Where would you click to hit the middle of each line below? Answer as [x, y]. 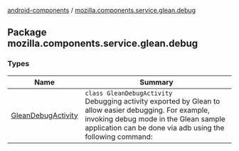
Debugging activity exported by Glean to [153, 101]
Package [27, 32]
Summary [156, 82]
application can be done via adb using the [155, 128]
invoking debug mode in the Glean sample [155, 118]
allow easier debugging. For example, [147, 110]
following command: [119, 136]
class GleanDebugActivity [129, 93]
